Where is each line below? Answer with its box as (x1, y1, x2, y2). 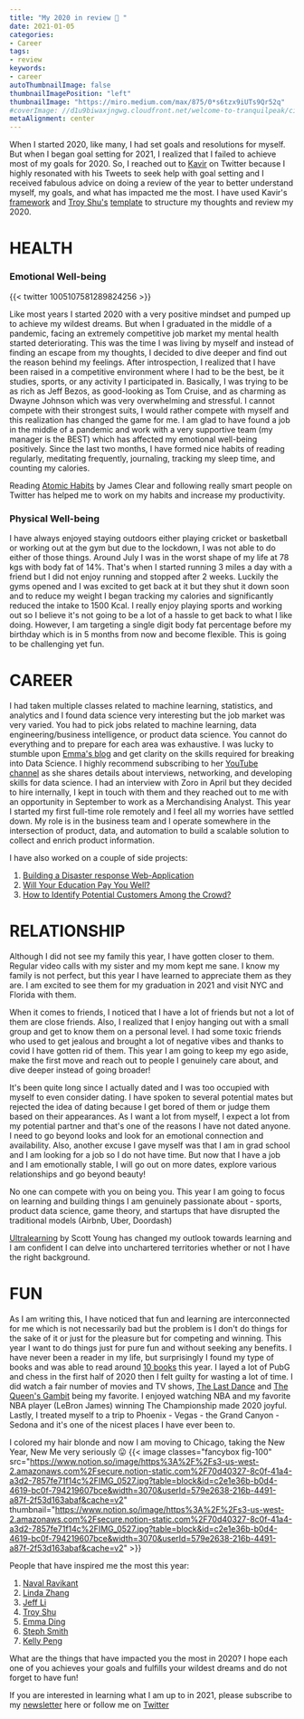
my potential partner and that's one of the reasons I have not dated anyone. (9, 1120, 291, 1132)
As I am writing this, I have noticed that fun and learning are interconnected (9, 1313, 290, 1324)
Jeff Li (22, 1597, 47, 1608)
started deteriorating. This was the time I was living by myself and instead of (9, 337, 294, 349)
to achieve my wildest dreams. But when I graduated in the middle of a (9, 318, 272, 329)
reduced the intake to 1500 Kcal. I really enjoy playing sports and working (9, 599, 283, 611)
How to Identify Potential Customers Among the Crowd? (22, 889, 232, 900)
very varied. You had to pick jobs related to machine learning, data (9, 719, 257, 730)
